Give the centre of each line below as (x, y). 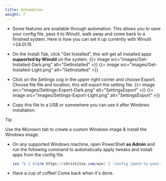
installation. (24, 110)
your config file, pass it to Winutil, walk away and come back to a (79, 34)
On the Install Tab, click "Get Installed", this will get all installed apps (82, 54)
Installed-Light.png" (33, 69)
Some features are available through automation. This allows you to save (86, 28)
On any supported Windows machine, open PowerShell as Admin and (83, 144)
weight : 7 (15, 14)
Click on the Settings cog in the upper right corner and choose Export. (84, 79)
